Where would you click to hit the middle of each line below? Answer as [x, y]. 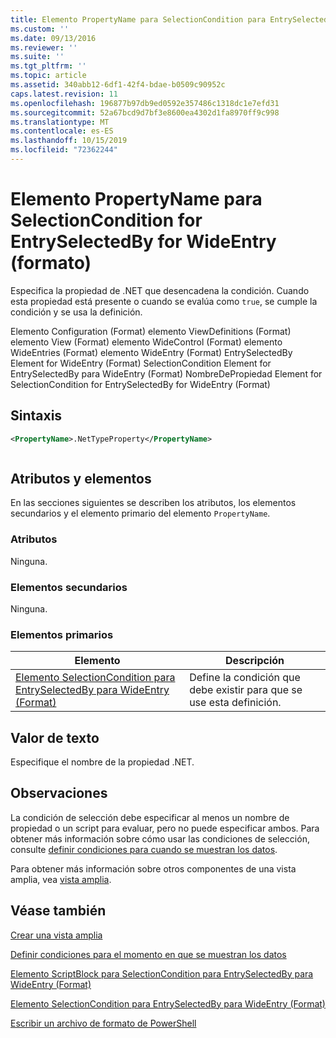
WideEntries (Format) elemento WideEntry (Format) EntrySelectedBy [151, 352]
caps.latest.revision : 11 [64, 94]
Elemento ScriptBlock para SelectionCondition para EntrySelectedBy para [162, 973]
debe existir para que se [246, 690]
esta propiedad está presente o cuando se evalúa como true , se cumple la [164, 301]
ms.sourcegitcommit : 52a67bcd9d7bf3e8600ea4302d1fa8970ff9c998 [145, 112]
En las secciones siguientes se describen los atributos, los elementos [153, 503]
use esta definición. [235, 703]
